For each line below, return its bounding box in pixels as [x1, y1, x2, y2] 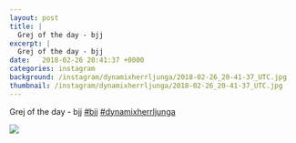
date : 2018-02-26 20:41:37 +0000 [9, 56, 145, 65]
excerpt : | [9, 38, 51, 48]
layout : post [9, 13, 59, 23]
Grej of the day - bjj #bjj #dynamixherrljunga [9, 106, 176, 117]
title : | [9, 22, 43, 31]
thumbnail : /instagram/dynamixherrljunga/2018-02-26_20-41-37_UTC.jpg [9, 81, 283, 90]
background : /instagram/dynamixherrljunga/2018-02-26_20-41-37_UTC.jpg [9, 73, 287, 82]
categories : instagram [9, 65, 96, 74]
